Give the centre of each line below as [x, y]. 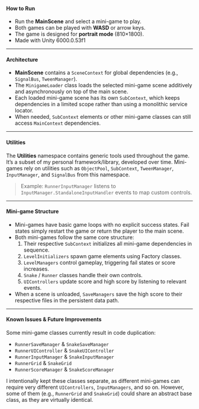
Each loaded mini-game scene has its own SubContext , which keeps [97, 98]
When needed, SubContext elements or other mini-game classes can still [103, 117]
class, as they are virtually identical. [50, 400]
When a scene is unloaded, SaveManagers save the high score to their [98, 294]
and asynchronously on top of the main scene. [71, 91]
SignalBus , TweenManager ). [46, 79]
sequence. [36, 250]
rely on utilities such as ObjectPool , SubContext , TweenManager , [99, 168]
